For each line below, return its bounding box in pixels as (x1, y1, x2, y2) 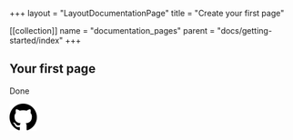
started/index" (9, 35, 64, 45)
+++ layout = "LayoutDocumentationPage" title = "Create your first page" (9, 8, 285, 18)
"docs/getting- (217, 25, 273, 35)
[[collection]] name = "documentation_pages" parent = (9, 25, 216, 35)
